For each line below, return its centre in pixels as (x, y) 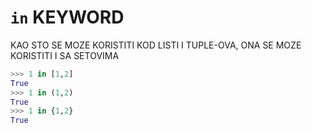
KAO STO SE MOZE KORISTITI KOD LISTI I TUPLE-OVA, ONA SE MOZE (156, 45)
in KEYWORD (67, 17)
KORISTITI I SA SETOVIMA (65, 55)
